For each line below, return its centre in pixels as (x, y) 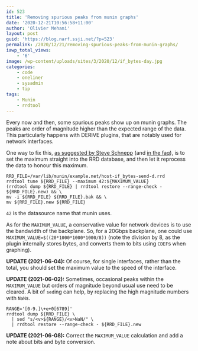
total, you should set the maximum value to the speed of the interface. (92, 267)
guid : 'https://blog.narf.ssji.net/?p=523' (61, 39)
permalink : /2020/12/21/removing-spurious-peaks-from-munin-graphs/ (92, 45)
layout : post (22, 34)
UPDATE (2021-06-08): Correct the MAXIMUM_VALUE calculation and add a (95, 335)
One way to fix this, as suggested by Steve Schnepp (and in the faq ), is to (95, 152)
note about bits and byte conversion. (51, 342)
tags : (13, 94)
